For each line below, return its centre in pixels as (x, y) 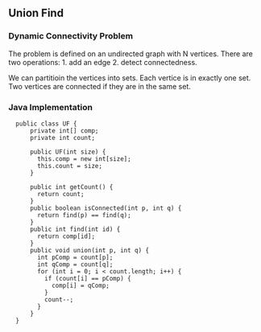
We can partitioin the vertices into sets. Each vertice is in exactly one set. (130, 78)
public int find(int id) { (75, 229)
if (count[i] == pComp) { (87, 278)
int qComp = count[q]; (75, 264)
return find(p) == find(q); (84, 215)
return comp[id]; (66, 236)
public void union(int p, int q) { (89, 250)
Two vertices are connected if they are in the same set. (100, 86)
